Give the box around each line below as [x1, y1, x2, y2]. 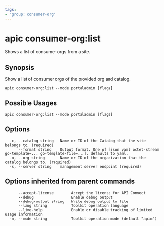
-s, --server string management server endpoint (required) [9, 164, 141, 169]
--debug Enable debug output [18, 195, 113, 200]
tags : [5, 7, 16, 12]
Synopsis [5, 63, 34, 72]
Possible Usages [5, 99, 57, 107]
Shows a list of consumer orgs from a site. [5, 49, 91, 55]
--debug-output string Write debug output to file [18, 199, 129, 204]
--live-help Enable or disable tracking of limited [18, 207, 153, 212]
